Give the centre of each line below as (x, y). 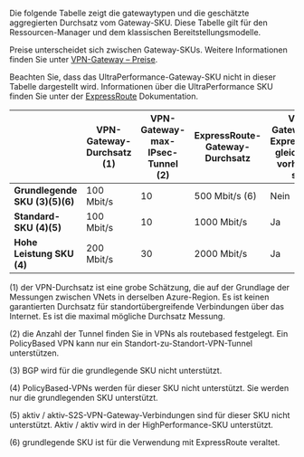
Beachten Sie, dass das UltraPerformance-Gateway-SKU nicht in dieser (142, 77)
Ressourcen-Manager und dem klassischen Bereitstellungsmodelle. (135, 32)
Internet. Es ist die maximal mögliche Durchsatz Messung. (118, 316)
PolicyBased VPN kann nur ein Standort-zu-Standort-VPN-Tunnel (131, 343)
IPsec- (163, 152)
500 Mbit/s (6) (225, 196)
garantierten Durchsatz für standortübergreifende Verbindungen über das (147, 306)
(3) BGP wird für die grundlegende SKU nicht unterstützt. (116, 371)
